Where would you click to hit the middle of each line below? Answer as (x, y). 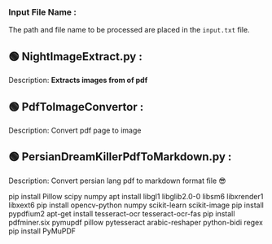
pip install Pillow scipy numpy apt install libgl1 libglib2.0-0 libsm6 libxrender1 (136, 196)
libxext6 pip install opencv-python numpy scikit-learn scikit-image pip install (136, 205)
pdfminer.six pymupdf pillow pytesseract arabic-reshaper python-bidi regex (136, 222)
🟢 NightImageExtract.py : (75, 57)
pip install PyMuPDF (42, 231)
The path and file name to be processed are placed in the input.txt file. (129, 30)
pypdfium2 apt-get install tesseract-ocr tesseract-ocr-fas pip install (122, 213)
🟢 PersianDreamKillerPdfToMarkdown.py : (120, 157)
